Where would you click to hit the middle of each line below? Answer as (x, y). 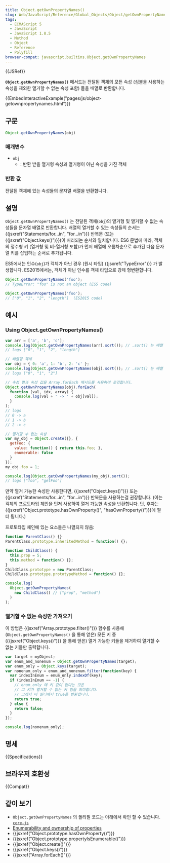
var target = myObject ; (30, 657)
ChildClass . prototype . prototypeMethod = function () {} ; (65, 574)
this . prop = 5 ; (26, 555)
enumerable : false (34, 453)
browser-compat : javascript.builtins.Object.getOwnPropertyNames (75, 57)
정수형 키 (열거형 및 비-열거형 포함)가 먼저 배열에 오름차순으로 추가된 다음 (83, 247)
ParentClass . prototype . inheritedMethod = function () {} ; (67, 542)
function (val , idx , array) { (41, 392)
